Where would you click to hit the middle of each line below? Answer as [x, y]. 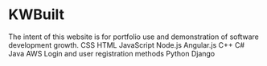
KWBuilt [36, 15]
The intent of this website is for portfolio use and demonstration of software [133, 37]
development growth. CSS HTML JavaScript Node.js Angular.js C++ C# [127, 45]
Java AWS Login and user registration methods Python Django [112, 53]
